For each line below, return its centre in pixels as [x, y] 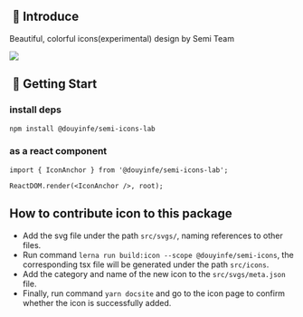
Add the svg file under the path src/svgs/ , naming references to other [152, 235]
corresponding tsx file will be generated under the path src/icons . [146, 264]
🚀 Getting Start [55, 84]
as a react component [58, 151]
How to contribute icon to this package [121, 214]
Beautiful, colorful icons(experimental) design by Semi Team [122, 38]
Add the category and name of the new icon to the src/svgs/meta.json [154, 274]
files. [32, 245]
